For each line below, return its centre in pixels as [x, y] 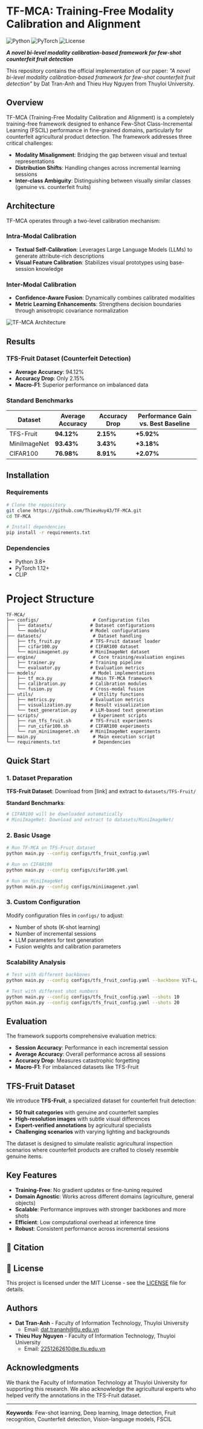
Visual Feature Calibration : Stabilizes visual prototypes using [92, 262]
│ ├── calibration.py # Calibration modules [77, 684]
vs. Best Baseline [165, 424]
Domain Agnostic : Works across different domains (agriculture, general [105, 1196]
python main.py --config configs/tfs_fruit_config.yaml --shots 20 [93, 1002]
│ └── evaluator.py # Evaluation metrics [76, 668]
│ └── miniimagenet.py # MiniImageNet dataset [78, 652]
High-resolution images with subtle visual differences [82, 1119]
